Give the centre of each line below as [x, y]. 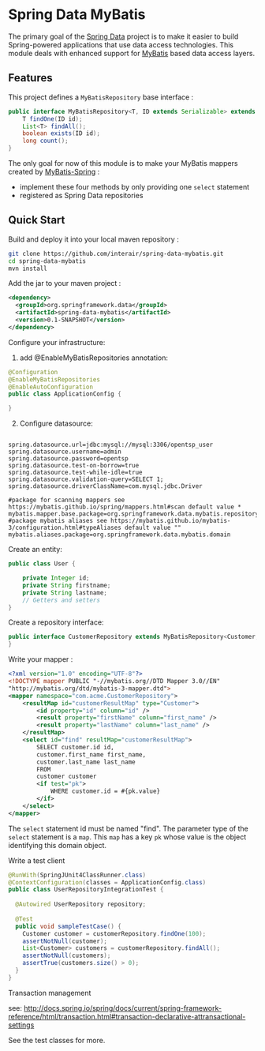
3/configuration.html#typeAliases [65, 528]
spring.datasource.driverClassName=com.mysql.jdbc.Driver [105, 486]
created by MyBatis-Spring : [54, 172]
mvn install [28, 268]
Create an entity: [35, 550]
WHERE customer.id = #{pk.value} [105, 791]
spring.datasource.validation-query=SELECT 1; [86, 479]
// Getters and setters [62, 600]
